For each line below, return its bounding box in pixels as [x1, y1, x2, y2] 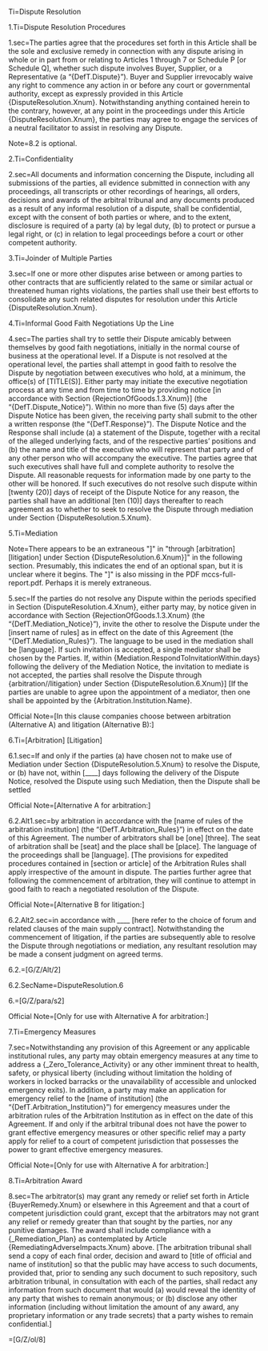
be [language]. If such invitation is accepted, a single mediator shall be [8, 645, 242, 654]
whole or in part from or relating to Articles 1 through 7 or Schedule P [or [8, 55, 246, 64]
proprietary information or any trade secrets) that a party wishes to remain [8, 1311, 254, 1320]
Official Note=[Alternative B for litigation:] [8, 900, 146, 909]
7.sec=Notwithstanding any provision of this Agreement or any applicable [8, 1042, 250, 1052]
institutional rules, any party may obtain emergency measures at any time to [8, 1051, 258, 1061]
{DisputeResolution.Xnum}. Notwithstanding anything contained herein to [8, 98, 250, 107]
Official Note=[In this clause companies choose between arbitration [8, 711, 231, 721]
